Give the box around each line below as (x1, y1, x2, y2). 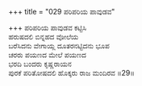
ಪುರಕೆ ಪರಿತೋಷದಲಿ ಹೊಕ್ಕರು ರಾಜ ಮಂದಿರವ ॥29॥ (8, 68, 135, 77)
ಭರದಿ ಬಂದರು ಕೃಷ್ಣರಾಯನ (8, 59, 73, 68)
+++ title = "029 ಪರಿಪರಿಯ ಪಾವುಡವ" (8, 7, 115, 16)
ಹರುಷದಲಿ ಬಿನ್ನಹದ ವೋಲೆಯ (8, 32, 79, 41)
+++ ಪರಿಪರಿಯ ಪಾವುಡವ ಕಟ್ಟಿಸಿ (8, 23, 87, 32)
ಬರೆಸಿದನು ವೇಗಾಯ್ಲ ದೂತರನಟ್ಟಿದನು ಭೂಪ (8, 41, 111, 51)
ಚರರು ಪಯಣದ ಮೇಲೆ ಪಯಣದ (8, 50, 87, 59)
